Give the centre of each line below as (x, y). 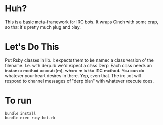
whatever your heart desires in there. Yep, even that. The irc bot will (73, 75)
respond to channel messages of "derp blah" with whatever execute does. (80, 81)
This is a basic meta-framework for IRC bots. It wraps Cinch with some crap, (82, 22)
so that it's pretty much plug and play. (43, 27)
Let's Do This (32, 47)
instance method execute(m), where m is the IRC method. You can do (75, 71)
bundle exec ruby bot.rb (30, 118)
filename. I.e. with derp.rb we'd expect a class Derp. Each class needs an (79, 65)
